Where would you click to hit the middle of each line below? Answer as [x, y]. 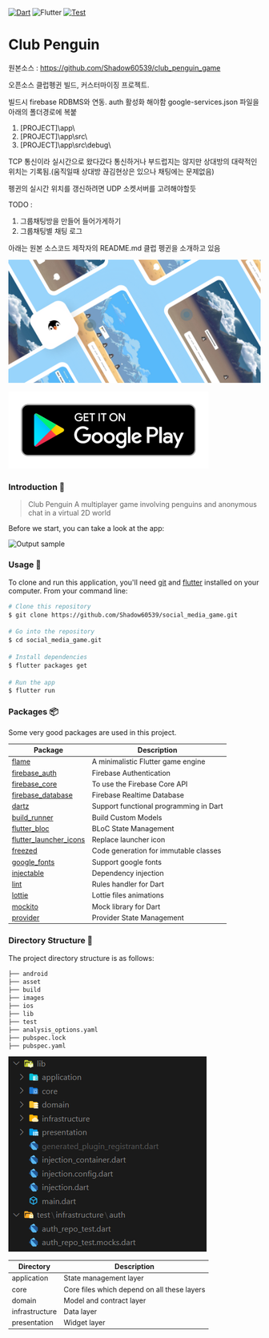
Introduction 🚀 [37, 487]
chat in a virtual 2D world [69, 513]
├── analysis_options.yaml [53, 1030]
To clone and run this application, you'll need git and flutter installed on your [134, 582]
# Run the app [32, 682]
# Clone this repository [50, 606]
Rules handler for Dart [128, 884]
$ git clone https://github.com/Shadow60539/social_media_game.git [123, 615]
